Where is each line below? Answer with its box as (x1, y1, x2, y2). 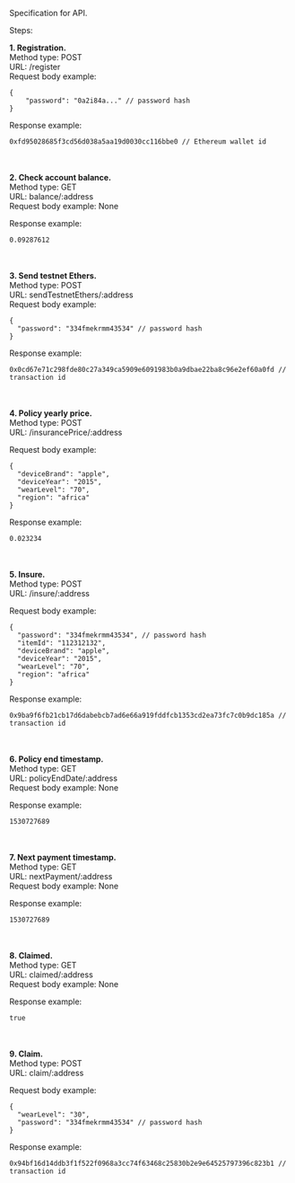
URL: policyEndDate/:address (9, 772, 118, 783)
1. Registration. (9, 42, 67, 53)
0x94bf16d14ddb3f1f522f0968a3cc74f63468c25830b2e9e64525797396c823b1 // (9, 1159, 287, 1168)
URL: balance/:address (9, 191, 94, 201)
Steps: (9, 25, 33, 35)
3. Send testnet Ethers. (9, 270, 97, 281)
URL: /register (9, 62, 61, 72)
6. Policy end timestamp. (9, 754, 104, 764)
